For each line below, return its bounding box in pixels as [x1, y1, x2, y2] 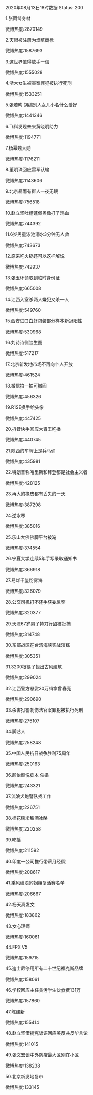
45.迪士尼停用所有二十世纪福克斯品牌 [5, 965, 84, 971]
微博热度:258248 [5, 739, 41, 745]
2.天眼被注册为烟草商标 [5, 37, 54, 43]
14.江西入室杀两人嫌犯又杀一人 [5, 297, 70, 302]
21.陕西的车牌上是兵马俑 [5, 448, 56, 454]
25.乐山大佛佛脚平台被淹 [5, 534, 57, 540]
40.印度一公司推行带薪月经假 [5, 859, 66, 864]
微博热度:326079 [5, 588, 41, 594]
